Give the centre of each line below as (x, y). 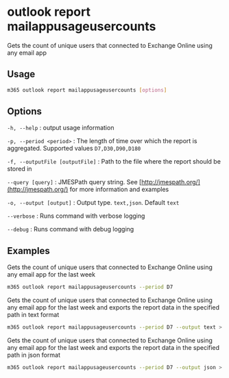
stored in (20, 169)
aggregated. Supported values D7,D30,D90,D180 (74, 149)
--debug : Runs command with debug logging (71, 229)
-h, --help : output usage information (61, 128)
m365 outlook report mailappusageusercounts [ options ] (87, 90)
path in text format (33, 315)
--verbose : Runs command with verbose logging (76, 216)
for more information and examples (119, 190)
